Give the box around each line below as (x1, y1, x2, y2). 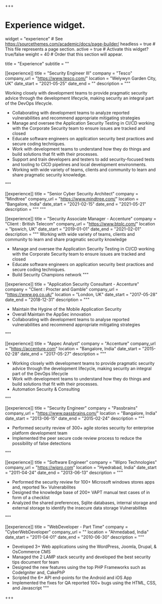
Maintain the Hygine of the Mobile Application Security (12, 306, 122, 312)
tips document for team (12, 559, 59, 565)
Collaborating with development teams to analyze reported (12, 110, 130, 115)
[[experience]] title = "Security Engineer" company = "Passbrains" (5, 405, 138, 411)
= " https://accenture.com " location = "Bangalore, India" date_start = (5, 345, 142, 351)
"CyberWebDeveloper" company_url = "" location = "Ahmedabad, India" (5, 529, 149, 535)
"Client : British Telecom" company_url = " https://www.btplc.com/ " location (5, 221, 155, 226)
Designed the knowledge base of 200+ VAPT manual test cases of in (12, 489, 150, 495)
